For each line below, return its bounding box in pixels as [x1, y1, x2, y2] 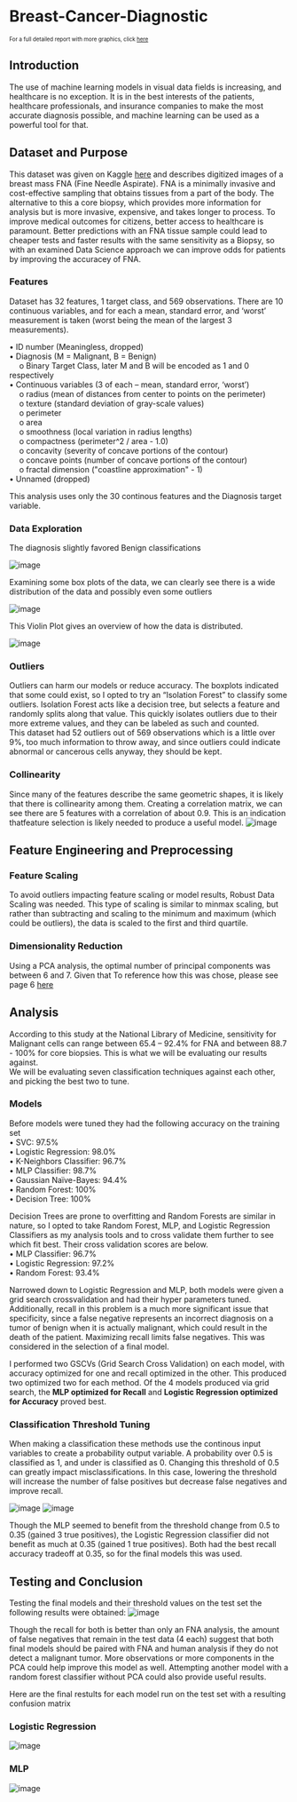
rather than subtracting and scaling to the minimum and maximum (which [9, 909, 277, 919]
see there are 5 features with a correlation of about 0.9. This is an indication [9, 807, 286, 818]
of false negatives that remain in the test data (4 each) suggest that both [9, 1633, 274, 1644]
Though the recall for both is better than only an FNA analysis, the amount [9, 1623, 280, 1635]
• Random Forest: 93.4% [9, 1267, 100, 1278]
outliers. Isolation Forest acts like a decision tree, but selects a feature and [9, 699, 281, 710]
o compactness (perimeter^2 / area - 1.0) [19, 435, 168, 446]
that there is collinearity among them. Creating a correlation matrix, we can [9, 798, 283, 809]
